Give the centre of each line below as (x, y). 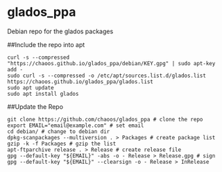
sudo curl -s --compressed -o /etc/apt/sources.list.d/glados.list (107, 76)
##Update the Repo (35, 106)
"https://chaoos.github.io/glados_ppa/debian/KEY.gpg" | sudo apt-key (111, 63)
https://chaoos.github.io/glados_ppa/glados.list (80, 81)
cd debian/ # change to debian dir (59, 131)
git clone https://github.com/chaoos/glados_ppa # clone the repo (105, 119)
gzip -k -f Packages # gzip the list (62, 144)
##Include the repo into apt (46, 44)
